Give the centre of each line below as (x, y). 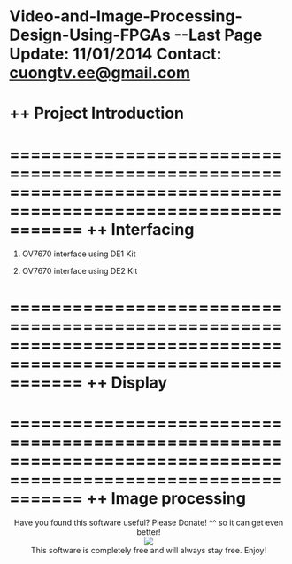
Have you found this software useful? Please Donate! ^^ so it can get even (149, 523)
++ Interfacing (140, 229)
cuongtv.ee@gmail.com (100, 73)
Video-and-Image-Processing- (126, 16)
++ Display (127, 382)
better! (149, 532)
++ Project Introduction (96, 114)
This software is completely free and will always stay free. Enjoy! (149, 551)
